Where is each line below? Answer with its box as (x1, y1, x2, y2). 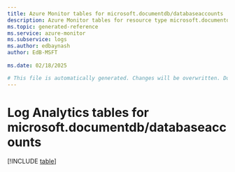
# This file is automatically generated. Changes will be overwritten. (7, 75, 220, 81)
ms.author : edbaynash (7, 42, 71, 49)
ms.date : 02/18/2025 (7, 62, 68, 69)
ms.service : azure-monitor (7, 29, 86, 37)
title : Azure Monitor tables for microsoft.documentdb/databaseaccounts (7, 10, 224, 17)
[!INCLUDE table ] (7, 157, 57, 166)
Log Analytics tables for (7, 104, 149, 120)
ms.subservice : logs (7, 36, 68, 43)
